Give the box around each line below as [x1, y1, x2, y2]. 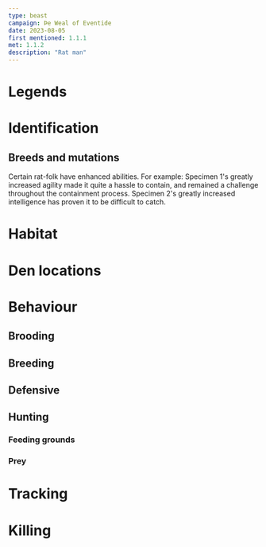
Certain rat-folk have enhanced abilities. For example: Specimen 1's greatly [8, 172, 253, 181]
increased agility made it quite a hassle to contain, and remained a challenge [8, 180, 259, 190]
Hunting [8, 410, 49, 424]
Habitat [8, 225, 58, 243]
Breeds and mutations [8, 150, 120, 164]
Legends [8, 83, 67, 101]
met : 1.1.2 [8, 41, 44, 49]
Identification [8, 119, 99, 138]
